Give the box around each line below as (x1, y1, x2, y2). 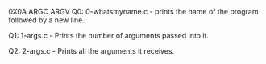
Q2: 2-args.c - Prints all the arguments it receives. (8, 46, 175, 55)
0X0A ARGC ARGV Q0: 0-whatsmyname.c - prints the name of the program (8, 7, 259, 16)
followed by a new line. (8, 15, 85, 25)
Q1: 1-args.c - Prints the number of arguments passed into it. (8, 31, 210, 40)
